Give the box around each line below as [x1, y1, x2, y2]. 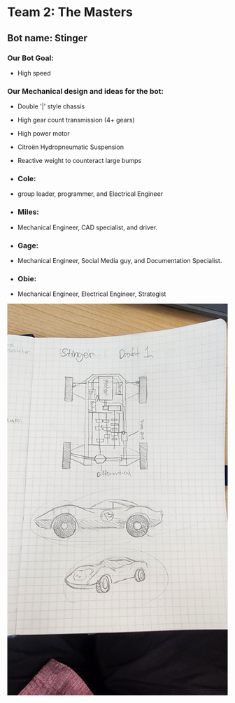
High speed [17, 69, 51, 77]
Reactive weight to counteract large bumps [17, 157, 142, 165]
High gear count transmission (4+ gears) [17, 116, 135, 125]
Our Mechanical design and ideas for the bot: [7, 86, 164, 96]
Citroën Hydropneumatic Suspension [17, 143, 124, 151]
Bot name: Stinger [7, 32, 87, 44]
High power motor [17, 129, 70, 138]
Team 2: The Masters [7, 4, 133, 20]
